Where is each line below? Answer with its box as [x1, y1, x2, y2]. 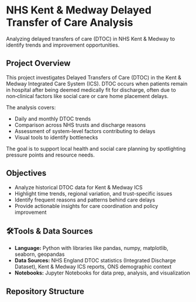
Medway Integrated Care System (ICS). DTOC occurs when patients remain [6, 80, 188, 87]
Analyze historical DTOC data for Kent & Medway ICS [14, 183, 143, 190]
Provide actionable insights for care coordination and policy [14, 202, 159, 209]
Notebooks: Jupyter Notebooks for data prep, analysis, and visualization [14, 269, 190, 276]
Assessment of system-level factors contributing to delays [14, 127, 156, 134]
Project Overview [6, 58, 71, 68]
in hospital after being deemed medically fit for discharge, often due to [6, 86, 177, 93]
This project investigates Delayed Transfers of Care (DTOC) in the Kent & [6, 74, 181, 81]
